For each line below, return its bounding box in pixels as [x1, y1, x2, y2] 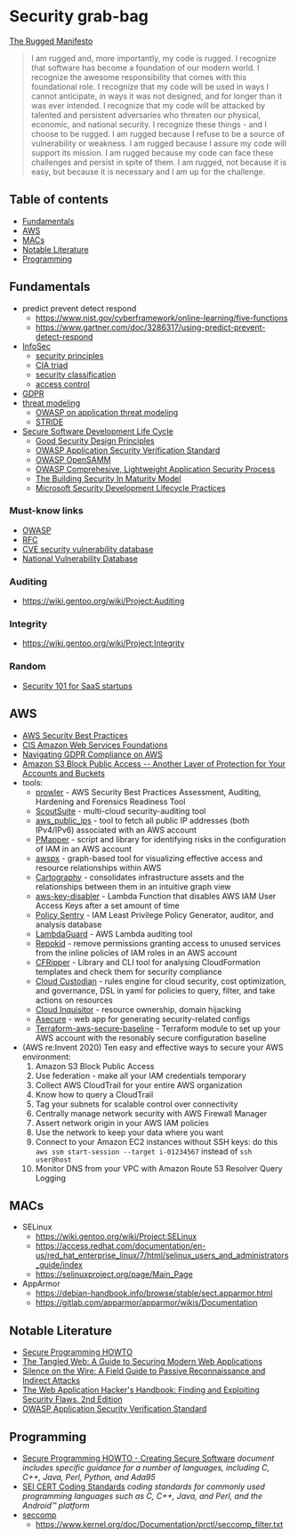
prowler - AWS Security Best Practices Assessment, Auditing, [35, 786, 262, 797]
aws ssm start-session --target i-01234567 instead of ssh [35, 1146, 253, 1156]
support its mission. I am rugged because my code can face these [30, 147, 274, 157]
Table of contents [9, 192, 109, 207]
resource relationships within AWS [35, 862, 162, 873]
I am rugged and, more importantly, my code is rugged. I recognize [30, 52, 277, 63]
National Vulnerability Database [21, 553, 138, 564]
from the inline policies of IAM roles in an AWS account [35, 947, 238, 958]
